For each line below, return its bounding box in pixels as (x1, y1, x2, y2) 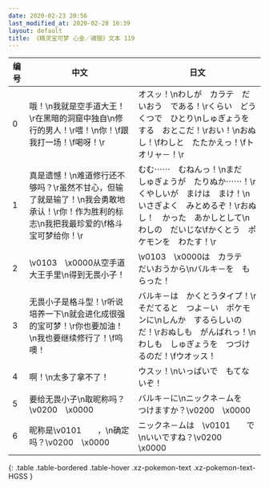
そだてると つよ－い (138, 303, 219, 314)
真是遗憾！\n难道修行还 (29, 170, 118, 181)
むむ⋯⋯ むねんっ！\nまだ (138, 164, 243, 175)
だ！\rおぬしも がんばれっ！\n (138, 327, 256, 338)
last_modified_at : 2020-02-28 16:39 (8, 19, 130, 27)
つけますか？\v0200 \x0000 (138, 405, 251, 416)
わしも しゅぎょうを (138, 339, 219, 350)
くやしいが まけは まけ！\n (138, 188, 251, 199)
